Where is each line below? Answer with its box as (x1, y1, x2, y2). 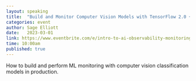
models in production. (6, 68, 59, 75)
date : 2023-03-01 (6, 30, 54, 36)
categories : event (6, 19, 51, 25)
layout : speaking (6, 8, 48, 14)
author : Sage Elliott (6, 24, 59, 31)
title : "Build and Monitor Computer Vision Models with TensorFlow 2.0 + (6, 14, 192, 20)
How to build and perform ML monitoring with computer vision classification (6, 62, 189, 69)
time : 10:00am (6, 41, 41, 47)
